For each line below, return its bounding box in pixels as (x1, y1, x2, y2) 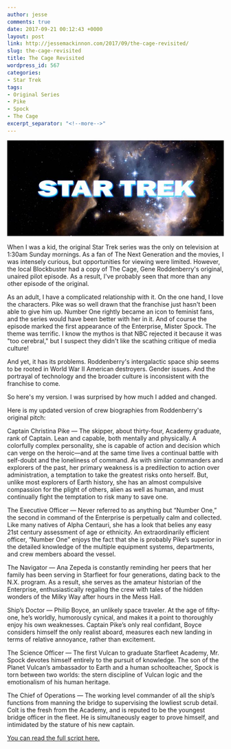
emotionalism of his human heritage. (7, 678, 111, 686)
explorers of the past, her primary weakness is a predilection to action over (7, 464, 220, 472)
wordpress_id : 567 (7, 62, 60, 69)
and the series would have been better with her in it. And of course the (7, 315, 208, 323)
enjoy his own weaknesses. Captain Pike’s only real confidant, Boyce (7, 621, 202, 629)
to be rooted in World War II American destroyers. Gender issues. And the (7, 365, 216, 373)
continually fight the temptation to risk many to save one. (7, 493, 168, 501)
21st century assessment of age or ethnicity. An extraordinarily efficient (7, 528, 210, 537)
